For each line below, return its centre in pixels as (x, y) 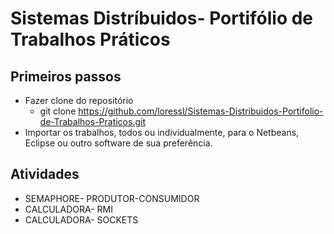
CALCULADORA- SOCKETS (81, 219)
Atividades (45, 174)
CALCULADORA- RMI (68, 209)
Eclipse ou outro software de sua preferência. (118, 143)
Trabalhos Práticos (90, 39)
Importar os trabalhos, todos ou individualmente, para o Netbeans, (162, 132)
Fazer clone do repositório (79, 100)
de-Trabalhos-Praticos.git (92, 121)
